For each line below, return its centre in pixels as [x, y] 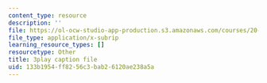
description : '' [35, 23]
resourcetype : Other [43, 52]
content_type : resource [48, 15]
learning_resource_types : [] [56, 45]
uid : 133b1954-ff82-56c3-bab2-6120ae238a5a [81, 67]
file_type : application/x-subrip [64, 38]
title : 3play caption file [53, 60]
